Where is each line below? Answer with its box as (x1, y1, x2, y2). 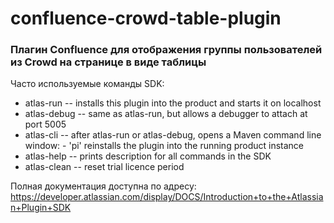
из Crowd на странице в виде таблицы (10, 55, 207, 69)
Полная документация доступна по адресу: (10, 180, 197, 192)
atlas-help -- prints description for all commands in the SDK (24, 150, 272, 162)
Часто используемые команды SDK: (10, 78, 165, 90)
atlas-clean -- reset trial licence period (24, 161, 185, 173)
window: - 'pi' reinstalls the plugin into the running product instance (24, 140, 305, 152)
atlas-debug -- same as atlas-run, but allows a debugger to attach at (24, 108, 308, 120)
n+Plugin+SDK (10, 202, 72, 214)
